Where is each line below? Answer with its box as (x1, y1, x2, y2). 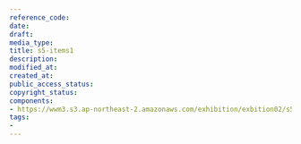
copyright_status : (9, 88, 78, 97)
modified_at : (9, 64, 58, 72)
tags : (9, 113, 30, 122)
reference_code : (9, 13, 70, 22)
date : (9, 21, 30, 30)
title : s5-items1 (9, 47, 74, 55)
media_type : (9, 38, 54, 47)
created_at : (9, 72, 54, 80)
